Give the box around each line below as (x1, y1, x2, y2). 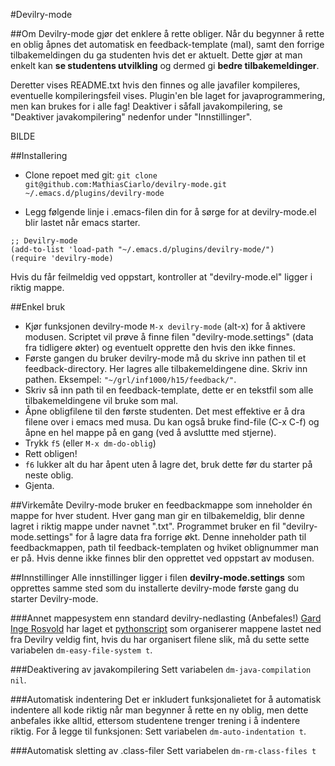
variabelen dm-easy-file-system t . (10, 644, 153, 656)
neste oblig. (24, 469, 74, 481)
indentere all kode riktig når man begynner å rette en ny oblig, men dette (10, 704, 309, 716)
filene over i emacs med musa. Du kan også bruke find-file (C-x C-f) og (24, 416, 320, 428)
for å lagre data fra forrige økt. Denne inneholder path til (75, 531, 307, 543)
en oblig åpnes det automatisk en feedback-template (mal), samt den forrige (10, 39, 325, 50)
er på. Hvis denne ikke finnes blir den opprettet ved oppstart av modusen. (10, 552, 315, 564)
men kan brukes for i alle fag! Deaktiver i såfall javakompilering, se (10, 100, 283, 112)
